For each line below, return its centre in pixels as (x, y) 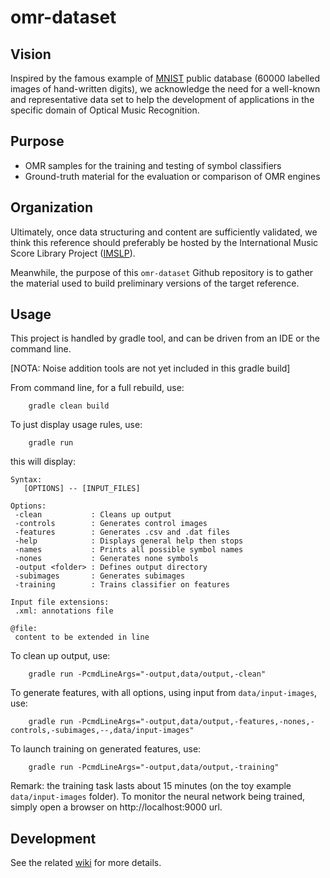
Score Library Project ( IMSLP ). (73, 253)
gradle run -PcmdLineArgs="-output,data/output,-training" (154, 767)
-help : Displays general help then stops (129, 541)
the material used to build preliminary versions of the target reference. (155, 283)
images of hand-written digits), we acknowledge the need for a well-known (165, 89)
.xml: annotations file (64, 611)
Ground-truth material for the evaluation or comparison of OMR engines (172, 176)
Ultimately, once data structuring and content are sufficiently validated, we (164, 232)
